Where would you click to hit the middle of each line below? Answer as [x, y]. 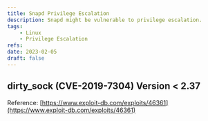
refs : [15, 45]
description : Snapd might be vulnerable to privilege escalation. [105, 20]
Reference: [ [25, 102]
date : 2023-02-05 [32, 52]
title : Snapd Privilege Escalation [58, 13]
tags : [15, 26]
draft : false [26, 58]
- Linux [30, 33]
